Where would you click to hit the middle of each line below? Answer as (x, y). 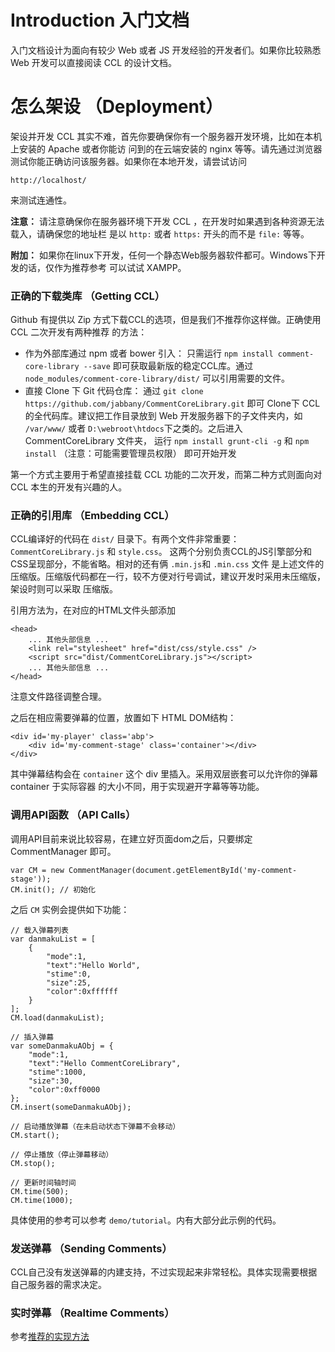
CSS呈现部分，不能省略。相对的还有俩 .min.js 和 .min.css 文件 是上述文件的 (167, 564)
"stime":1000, (57, 1072)
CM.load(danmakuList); (57, 1017)
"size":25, (69, 982)
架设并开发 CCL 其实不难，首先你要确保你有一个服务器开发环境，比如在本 (162, 136)
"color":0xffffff (82, 991)
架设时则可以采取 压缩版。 (64, 589)
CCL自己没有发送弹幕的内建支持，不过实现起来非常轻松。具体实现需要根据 (164, 1272)
